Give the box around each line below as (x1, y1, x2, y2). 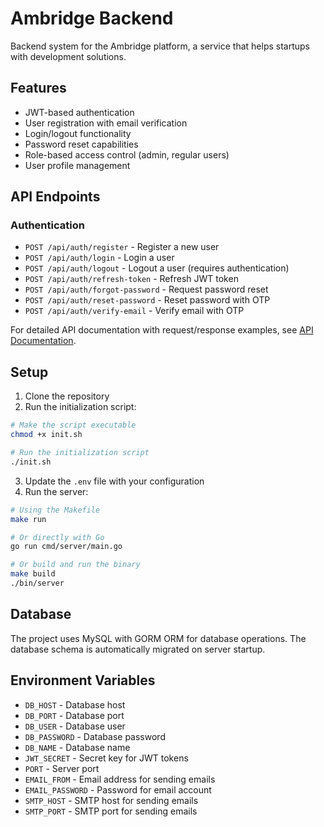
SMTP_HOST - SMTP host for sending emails (24, 794, 199, 806)
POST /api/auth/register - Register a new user (24, 241, 220, 253)
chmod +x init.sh (10, 430, 83, 440)
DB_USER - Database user (24, 720, 126, 732)
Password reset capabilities (24, 138, 139, 150)
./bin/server (10, 578, 65, 588)
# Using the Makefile (10, 505, 101, 515)
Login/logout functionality (24, 127, 132, 139)
